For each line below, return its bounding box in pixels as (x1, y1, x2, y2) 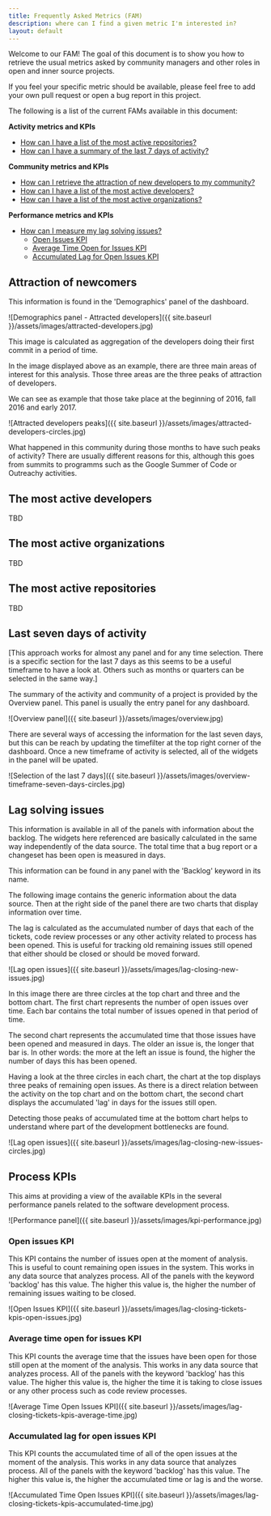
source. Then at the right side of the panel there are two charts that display (8, 899, 259, 909)
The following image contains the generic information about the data (8, 890, 237, 900)
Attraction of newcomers (8, 275, 138, 289)
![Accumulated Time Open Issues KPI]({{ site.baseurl (8, 1490, 184, 1500)
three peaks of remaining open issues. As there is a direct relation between (8, 1081, 259, 1090)
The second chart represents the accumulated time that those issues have (8, 1030, 256, 1040)
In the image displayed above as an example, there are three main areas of (8, 361, 257, 371)
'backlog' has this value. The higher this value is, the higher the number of (8, 1280, 256, 1289)
